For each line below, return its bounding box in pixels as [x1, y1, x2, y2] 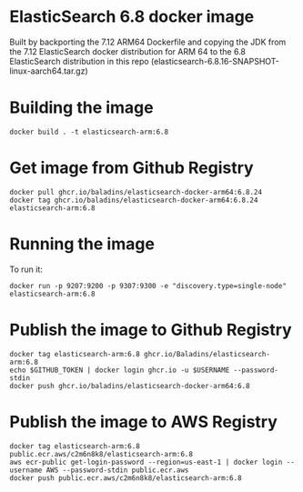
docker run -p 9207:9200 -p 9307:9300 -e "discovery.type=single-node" [9, 281, 287, 290]
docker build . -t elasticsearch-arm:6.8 [9, 127, 169, 136]
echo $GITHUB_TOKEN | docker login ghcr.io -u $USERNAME [9, 366, 230, 375]
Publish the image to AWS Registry [9, 411, 278, 432]
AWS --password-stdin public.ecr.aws [45, 466, 189, 475]
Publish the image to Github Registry [9, 319, 293, 340]
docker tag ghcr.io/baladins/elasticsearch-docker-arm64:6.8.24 [9, 196, 258, 205]
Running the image [9, 234, 155, 254]
